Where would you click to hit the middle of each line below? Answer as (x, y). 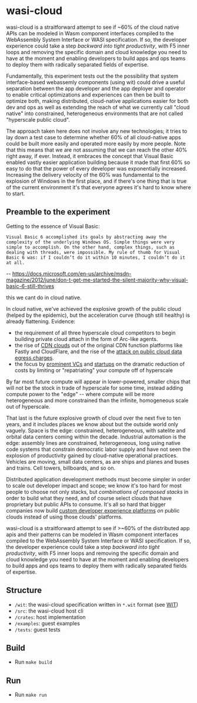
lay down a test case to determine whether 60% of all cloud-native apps (94, 137)
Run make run (31, 695)
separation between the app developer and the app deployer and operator (96, 88)
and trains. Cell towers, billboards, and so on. (61, 468)
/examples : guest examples (47, 623)
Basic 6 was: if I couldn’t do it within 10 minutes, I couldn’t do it (96, 257)
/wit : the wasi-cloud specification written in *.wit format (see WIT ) (96, 604)
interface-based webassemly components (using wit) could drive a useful (96, 82)
